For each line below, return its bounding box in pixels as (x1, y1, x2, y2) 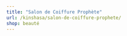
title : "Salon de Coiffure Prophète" (6, 9, 103, 15)
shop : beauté (6, 20, 40, 26)
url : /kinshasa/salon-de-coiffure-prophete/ (6, 15, 122, 21)
